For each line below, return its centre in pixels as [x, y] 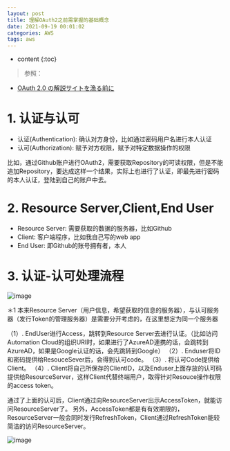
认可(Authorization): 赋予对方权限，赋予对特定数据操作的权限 [104, 148]
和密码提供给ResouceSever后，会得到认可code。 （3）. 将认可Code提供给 [114, 359]
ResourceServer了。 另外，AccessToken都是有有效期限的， [98, 409]
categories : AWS [30, 33]
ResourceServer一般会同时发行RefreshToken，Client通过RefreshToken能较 [114, 417]
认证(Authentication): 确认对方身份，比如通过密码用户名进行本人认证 [114, 139]
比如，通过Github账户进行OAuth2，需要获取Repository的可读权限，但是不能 [115, 163]
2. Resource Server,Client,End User [111, 208]
